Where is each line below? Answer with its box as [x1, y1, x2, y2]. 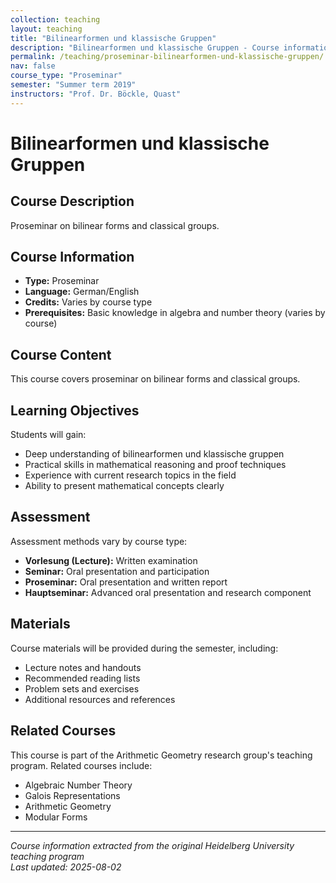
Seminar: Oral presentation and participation [24, 565, 210, 577]
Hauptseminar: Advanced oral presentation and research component [24, 586, 312, 598]
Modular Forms [24, 811, 88, 823]
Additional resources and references [24, 693, 176, 705]
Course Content [10, 346, 112, 363]
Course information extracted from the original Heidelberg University [10, 839, 295, 851]
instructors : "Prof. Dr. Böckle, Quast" [10, 89, 182, 99]
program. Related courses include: [10, 759, 153, 771]
